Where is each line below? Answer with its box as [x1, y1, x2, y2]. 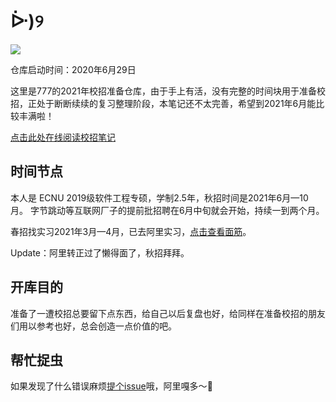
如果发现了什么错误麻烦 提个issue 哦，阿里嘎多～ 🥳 [10, 380, 213, 392]
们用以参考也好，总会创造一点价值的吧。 [10, 320, 177, 332]
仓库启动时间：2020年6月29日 [10, 63, 137, 75]
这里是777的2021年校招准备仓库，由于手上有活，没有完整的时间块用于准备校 [10, 85, 326, 97]
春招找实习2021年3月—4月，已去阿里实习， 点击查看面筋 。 [10, 225, 252, 237]
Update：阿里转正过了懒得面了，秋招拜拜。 [10, 246, 190, 259]
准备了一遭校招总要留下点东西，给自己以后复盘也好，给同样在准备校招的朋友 [10, 307, 326, 319]
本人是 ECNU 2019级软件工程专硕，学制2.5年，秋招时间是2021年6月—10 [10, 191, 309, 204]
